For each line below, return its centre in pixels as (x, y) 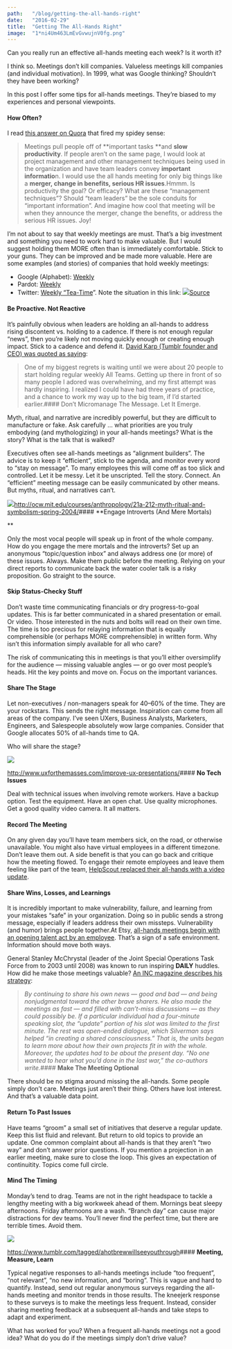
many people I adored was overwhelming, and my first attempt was (120, 382)
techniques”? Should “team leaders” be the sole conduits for (110, 198)
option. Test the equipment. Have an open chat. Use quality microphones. (112, 801)
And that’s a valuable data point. (53, 1096)
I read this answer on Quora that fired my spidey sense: (86, 133)
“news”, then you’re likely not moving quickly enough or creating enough (111, 338)
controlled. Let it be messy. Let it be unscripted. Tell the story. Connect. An (114, 475)
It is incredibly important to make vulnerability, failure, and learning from (110, 908)
